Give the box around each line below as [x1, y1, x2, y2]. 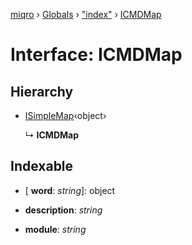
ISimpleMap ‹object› [24, 110, 107, 121]
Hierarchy [10, 83, 74, 100]
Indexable [10, 158, 74, 175]
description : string [24, 204, 103, 216]
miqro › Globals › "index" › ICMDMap [10, 9, 162, 20]
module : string [24, 223, 87, 235]
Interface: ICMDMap [10, 44, 183, 66]
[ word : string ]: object [24, 184, 116, 196]
